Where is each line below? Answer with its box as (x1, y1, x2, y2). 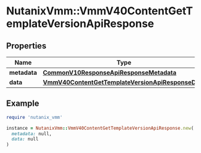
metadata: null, (11, 130, 52, 137)
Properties (6, 41, 47, 51)
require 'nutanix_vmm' (6, 114, 63, 120)
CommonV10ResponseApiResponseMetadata (42, 69, 176, 76)
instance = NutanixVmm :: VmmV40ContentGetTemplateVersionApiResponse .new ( (6, 125, 194, 131)
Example (6, 99, 39, 109)
